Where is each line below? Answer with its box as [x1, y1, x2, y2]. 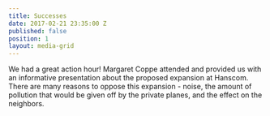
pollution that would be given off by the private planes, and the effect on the [8, 90, 263, 100]
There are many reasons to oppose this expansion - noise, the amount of [8, 82, 252, 92]
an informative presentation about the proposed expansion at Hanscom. [8, 73, 249, 83]
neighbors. [8, 99, 45, 109]
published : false [8, 27, 67, 35]
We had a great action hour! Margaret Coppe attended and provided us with [8, 64, 262, 74]
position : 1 [8, 34, 49, 43]
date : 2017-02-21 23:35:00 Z [8, 19, 107, 28]
